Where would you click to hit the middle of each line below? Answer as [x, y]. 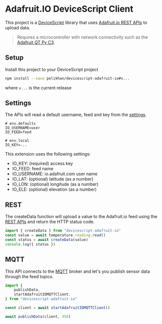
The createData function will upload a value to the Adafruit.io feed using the [81, 217]
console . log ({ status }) [30, 244]
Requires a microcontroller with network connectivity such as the [82, 37]
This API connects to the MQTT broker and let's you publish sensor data [78, 271]
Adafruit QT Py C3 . [36, 42]
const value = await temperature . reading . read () [55, 235]
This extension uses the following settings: [48, 154]
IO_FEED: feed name [33, 169]
